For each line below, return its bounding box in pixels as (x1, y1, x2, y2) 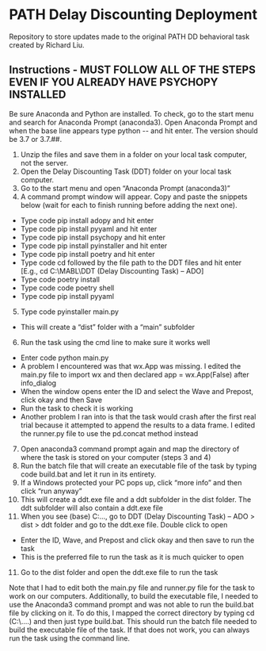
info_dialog (20, 378, 57, 388)
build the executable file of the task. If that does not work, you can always (9, 625, 250, 634)
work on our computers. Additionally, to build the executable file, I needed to (9, 591, 259, 600)
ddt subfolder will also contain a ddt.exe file (20, 503, 163, 512)
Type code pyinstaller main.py (20, 307, 120, 316)
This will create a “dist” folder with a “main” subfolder (20, 322, 196, 331)
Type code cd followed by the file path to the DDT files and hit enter (20, 258, 242, 267)
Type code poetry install (20, 274, 100, 284)
